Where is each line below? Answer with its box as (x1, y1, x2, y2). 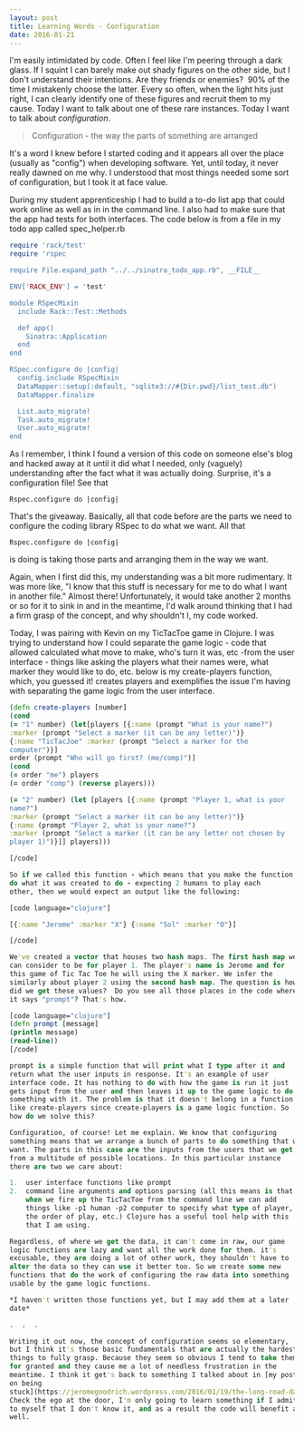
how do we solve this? (9, 1112, 95, 1121)
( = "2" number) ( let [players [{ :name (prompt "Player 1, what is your (9, 795, 285, 804)
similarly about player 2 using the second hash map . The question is (9, 977, 281, 987)
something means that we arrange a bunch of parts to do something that (9, 1136, 290, 1146)
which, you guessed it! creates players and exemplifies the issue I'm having (9, 676, 291, 687)
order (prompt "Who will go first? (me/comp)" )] (9, 754, 196, 763)
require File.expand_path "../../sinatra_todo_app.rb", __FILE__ (9, 266, 261, 275)
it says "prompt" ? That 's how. (9, 994, 128, 1003)
